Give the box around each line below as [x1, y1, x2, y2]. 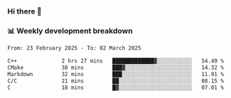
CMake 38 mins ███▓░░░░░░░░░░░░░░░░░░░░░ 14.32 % [7, 64, 224, 71]
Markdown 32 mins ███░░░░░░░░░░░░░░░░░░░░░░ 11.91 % [7, 70, 224, 77]
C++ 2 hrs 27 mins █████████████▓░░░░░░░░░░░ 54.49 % [7, 58, 224, 65]
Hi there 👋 [7, 6, 43, 16]
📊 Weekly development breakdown [7, 26, 133, 36]
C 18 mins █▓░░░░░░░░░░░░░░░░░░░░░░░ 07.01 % [7, 84, 224, 91]
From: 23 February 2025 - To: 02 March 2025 [7, 45, 141, 52]
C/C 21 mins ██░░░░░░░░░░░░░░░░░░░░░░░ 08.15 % [7, 77, 224, 85]
